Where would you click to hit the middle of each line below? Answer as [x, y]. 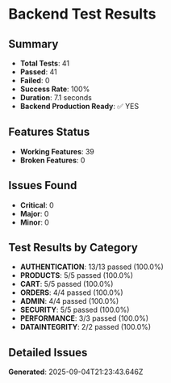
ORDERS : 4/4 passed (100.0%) [71, 293]
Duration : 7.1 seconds [56, 97]
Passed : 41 [39, 72]
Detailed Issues [48, 352]
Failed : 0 [35, 80]
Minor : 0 [35, 222]
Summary [33, 44]
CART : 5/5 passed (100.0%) [67, 284]
